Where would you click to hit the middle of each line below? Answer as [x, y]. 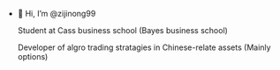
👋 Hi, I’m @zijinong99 [57, 14]
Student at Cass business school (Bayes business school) [122, 30]
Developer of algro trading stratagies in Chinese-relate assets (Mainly [144, 47]
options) [33, 56]
